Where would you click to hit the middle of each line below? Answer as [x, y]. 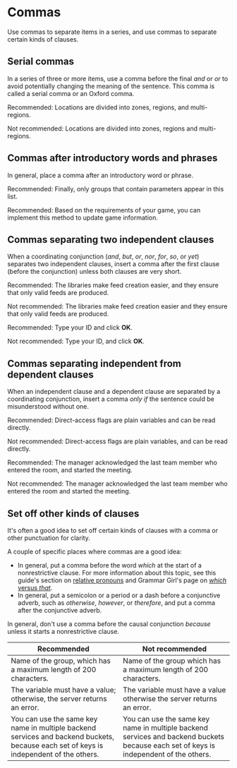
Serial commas [41, 62]
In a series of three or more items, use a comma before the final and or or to [118, 78]
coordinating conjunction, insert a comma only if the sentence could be [111, 399]
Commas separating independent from [94, 363]
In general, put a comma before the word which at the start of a [110, 565]
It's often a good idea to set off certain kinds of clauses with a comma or [113, 530]
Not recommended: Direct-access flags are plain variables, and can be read [117, 441]
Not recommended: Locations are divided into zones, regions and [103, 128]
